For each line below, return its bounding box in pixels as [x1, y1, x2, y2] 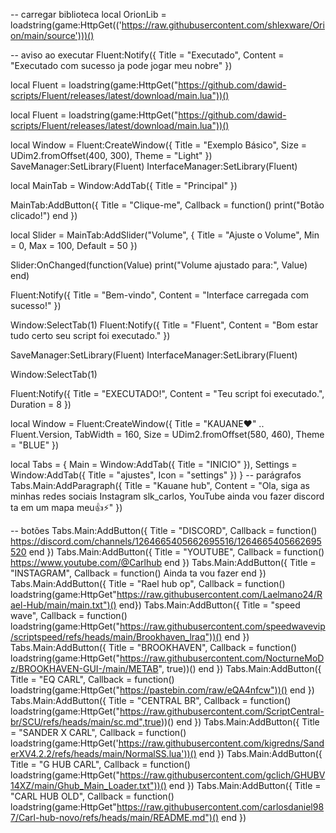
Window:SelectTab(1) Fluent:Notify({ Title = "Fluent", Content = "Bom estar [10, 319, 319, 331]
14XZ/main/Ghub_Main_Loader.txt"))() [10, 780, 167, 791]
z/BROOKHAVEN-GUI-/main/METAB [10, 663, 159, 674]
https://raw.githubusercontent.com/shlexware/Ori [121, 19, 325, 31]
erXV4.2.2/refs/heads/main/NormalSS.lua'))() [10, 748, 197, 759]
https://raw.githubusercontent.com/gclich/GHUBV [119, 769, 326, 781]
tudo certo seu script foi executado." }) [10, 330, 171, 341]
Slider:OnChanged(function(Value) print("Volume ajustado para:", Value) [10, 259, 308, 271]
